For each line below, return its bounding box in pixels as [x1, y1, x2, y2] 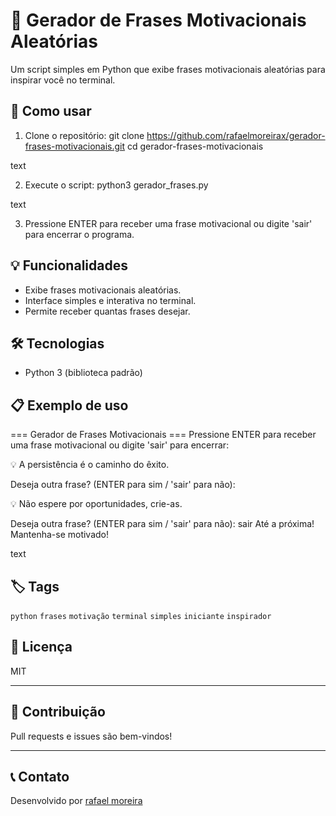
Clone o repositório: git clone [24, 129, 145, 141]
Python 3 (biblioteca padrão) [24, 367, 143, 379]
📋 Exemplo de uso [10, 397, 129, 414]
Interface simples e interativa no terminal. [24, 294, 197, 306]
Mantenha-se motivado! [10, 529, 110, 541]
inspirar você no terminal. [10, 74, 116, 86]
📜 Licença [10, 639, 73, 656]
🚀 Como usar [10, 103, 92, 120]
